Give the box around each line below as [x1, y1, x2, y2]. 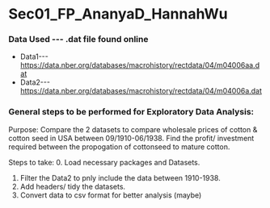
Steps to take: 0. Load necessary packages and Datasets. [8, 157, 200, 167]
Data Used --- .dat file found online [8, 34, 149, 45]
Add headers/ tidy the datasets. [19, 181, 126, 191]
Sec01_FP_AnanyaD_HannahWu [8, 5, 228, 23]
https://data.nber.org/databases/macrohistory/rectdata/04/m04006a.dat [19, 86, 263, 96]
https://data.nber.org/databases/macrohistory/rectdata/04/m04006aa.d [19, 60, 260, 70]
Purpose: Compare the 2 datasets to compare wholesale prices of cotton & [8, 124, 258, 134]
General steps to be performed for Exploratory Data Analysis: [8, 106, 255, 118]
